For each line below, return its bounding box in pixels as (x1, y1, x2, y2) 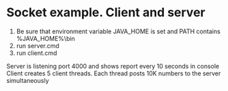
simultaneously (6, 76, 49, 84)
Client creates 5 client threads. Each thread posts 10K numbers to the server (6, 69, 221, 77)
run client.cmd (16, 49, 57, 57)
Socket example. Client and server (6, 5, 205, 20)
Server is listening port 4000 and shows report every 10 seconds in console (6, 62, 220, 70)
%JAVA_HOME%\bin (16, 34, 76, 42)
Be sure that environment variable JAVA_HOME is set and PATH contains (16, 27, 221, 35)
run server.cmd (16, 41, 59, 50)
